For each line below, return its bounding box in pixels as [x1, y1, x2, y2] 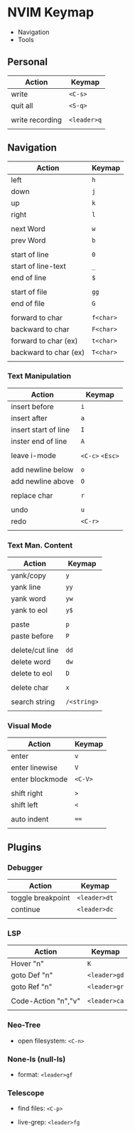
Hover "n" [11, 959, 44, 969]
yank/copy [11, 570, 47, 580]
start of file [11, 287, 48, 297]
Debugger [7, 862, 43, 872]
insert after [11, 413, 48, 423]
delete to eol [11, 669, 53, 679]
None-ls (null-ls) [7, 1054, 66, 1064]
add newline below [11, 464, 74, 474]
